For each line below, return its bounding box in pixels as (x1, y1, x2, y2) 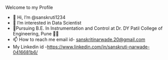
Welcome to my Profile (5, 5, 53, 10)
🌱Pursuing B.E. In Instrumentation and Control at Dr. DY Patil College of (12, 25, 163, 31)
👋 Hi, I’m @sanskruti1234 (12, 14, 66, 20)
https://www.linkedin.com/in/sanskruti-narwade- (47, 44, 150, 50)
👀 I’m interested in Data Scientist (12, 20, 81, 26)
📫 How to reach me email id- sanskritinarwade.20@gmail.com (12, 36, 145, 43)
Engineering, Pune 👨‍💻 (12, 31, 59, 36)
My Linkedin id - (12, 44, 47, 50)
